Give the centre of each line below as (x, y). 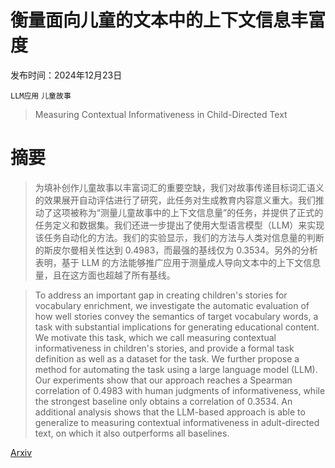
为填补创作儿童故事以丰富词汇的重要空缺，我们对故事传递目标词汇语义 (179, 187)
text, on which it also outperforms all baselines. (132, 433)
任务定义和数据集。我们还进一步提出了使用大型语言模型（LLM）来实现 (179, 225)
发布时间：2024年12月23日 (66, 75)
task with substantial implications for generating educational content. (177, 327)
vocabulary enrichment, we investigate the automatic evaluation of (172, 305)
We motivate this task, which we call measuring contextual (155, 337)
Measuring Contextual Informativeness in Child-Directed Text (161, 114)
